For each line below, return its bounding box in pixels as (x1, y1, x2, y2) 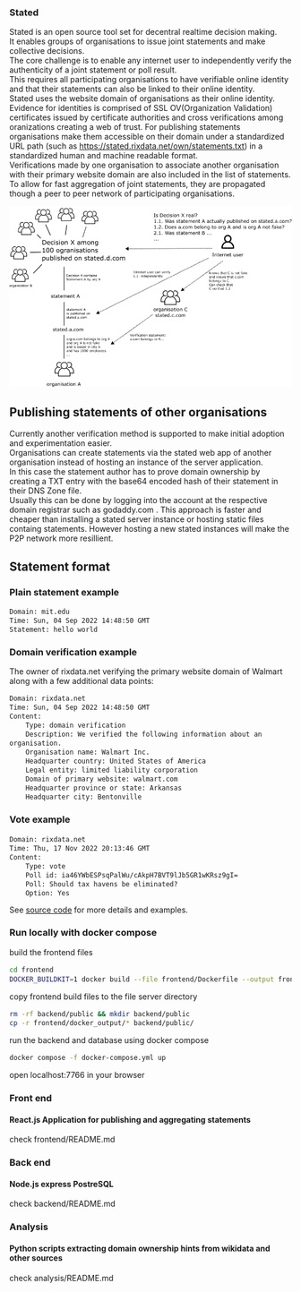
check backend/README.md (9, 1198, 116, 1210)
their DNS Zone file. (9, 485, 82, 496)
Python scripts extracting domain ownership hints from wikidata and (9, 1243, 271, 1253)
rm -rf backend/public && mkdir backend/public (9, 1009, 191, 1018)
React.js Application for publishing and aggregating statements (9, 1114, 251, 1125)
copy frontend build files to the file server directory (9, 991, 198, 1002)
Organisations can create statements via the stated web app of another (9, 448, 272, 458)
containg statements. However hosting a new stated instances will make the (9, 524, 289, 535)
